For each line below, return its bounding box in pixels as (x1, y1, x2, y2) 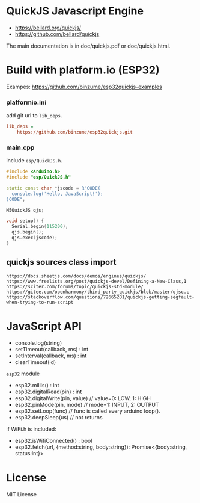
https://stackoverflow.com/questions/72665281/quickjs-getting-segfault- (6, 294, 195, 300)
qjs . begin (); (11, 229, 44, 235)
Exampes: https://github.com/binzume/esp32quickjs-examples (6, 83, 162, 90)
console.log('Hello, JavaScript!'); (11, 191, 103, 197)
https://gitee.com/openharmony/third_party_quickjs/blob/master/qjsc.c (6, 289, 189, 295)
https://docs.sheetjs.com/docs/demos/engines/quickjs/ (6, 273, 147, 279)
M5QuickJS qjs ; (6, 207, 44, 213)
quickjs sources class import (6, 257, 117, 267)
